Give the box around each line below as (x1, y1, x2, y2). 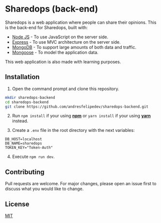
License (5, 200, 30, 208)
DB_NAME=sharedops (5, 141, 42, 146)
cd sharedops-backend (5, 99, 49, 105)
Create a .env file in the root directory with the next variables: (12, 127, 135, 133)
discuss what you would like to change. (5, 186, 84, 192)
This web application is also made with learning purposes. (5, 59, 121, 64)
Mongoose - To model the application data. (12, 49, 98, 55)
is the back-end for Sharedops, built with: (5, 24, 88, 30)
